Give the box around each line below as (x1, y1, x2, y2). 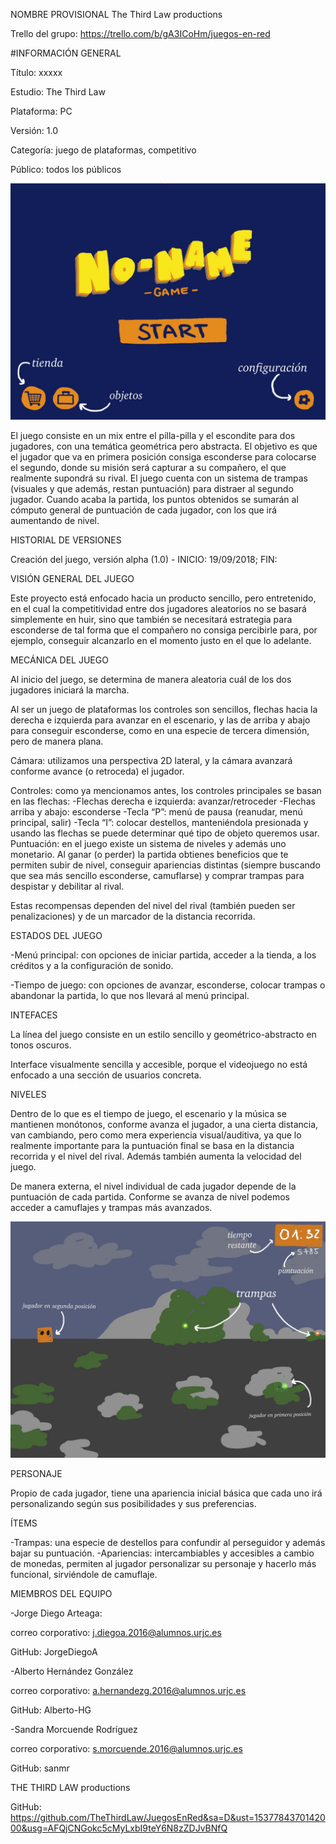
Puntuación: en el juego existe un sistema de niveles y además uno (10, 838, 287, 849)
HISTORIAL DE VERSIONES (10, 534, 122, 546)
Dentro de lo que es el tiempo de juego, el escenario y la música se (10, 1108, 287, 1119)
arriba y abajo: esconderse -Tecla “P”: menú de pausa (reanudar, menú (10, 806, 303, 818)
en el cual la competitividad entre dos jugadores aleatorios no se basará (10, 603, 307, 614)
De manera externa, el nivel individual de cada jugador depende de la (10, 1180, 297, 1192)
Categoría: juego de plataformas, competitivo (10, 144, 197, 156)
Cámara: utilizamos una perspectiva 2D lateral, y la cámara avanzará (10, 755, 293, 766)
